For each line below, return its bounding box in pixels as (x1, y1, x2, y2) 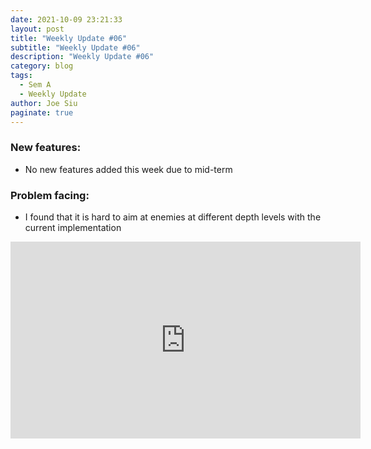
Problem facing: (10, 188, 90, 202)
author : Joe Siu (10, 98, 78, 108)
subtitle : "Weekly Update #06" (10, 42, 141, 53)
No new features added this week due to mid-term (24, 163, 233, 175)
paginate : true (10, 107, 74, 118)
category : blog (10, 61, 74, 71)
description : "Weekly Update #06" (10, 52, 155, 62)
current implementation (24, 221, 122, 233)
